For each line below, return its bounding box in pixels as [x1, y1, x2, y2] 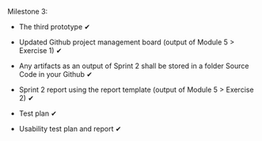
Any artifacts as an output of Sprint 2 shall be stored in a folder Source [18, 61, 249, 70]
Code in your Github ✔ [18, 70, 93, 78]
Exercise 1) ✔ [18, 46, 63, 55]
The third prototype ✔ [18, 22, 90, 31]
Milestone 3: [7, 7, 48, 16]
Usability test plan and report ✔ [18, 124, 122, 133]
